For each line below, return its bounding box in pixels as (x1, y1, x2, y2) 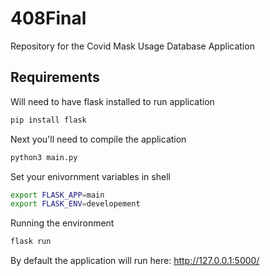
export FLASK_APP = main (10, 190, 105, 200)
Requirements (10, 69, 100, 86)
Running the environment (10, 217, 115, 229)
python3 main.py (10, 152, 78, 162)
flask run (10, 237, 52, 247)
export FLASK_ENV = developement (10, 199, 141, 209)
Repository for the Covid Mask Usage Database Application (10, 40, 255, 52)
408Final (10, 7, 87, 30)
